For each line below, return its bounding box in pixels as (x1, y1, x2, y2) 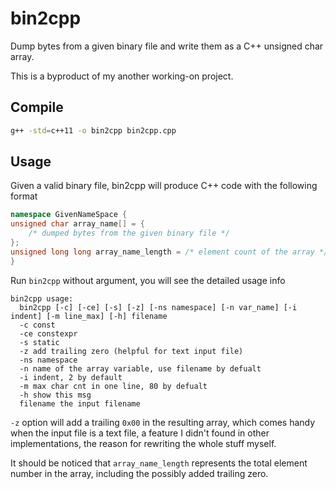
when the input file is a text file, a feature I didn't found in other (10, 427, 270, 439)
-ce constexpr (19, 328, 78, 339)
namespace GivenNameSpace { (10, 210, 128, 220)
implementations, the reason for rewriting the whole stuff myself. (10, 437, 277, 449)
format (10, 190, 38, 202)
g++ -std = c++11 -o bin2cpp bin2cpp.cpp (10, 125, 177, 136)
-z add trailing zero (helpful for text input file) (19, 346, 244, 356)
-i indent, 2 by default (19, 372, 123, 382)
